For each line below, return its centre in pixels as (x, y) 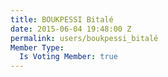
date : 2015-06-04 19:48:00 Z (71, 29)
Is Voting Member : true (68, 57)
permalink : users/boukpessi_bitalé (84, 38)
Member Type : (37, 47)
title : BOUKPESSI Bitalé (62, 19)
